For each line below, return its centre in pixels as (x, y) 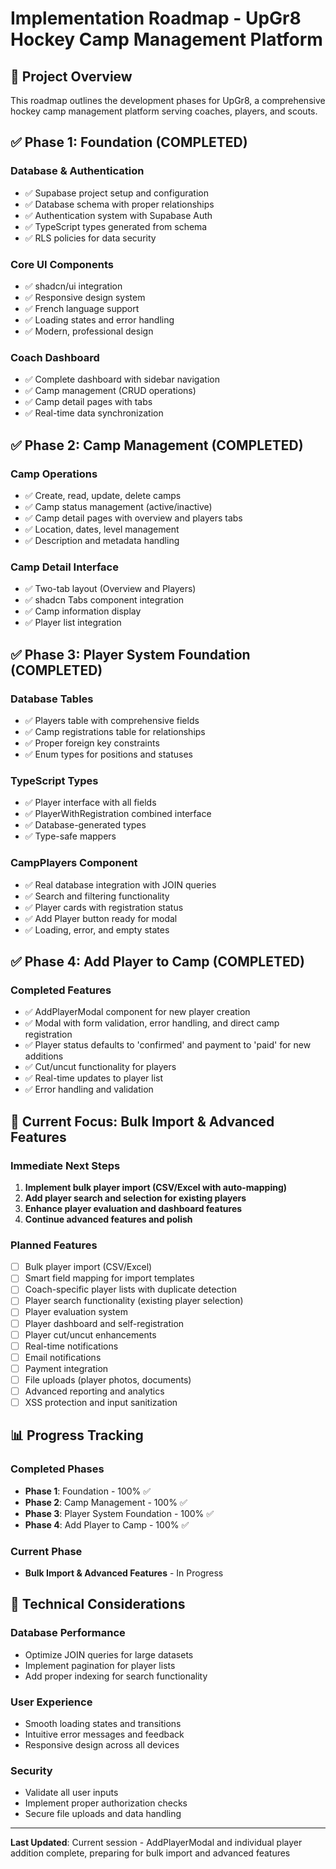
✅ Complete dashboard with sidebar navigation (122, 379)
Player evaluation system (76, 1312)
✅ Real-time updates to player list (94, 1078)
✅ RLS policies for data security (90, 238)
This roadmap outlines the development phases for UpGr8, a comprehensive (168, 100)
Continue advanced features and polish (108, 1219)
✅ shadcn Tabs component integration (104, 600)
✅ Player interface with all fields (90, 803)
